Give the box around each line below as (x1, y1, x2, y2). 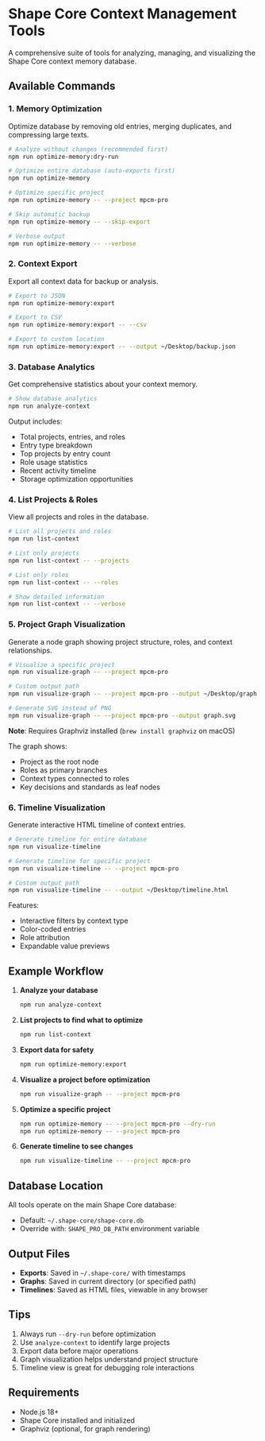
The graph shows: (8, 741, 67, 751)
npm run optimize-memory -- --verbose (8, 239, 136, 247)
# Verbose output (8, 232, 66, 240)
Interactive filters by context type (19, 916, 129, 926)
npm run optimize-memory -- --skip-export (8, 218, 151, 226)
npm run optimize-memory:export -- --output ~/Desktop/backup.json (8, 343, 236, 351)
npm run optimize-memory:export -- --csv (8, 321, 148, 329)
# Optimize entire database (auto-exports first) (8, 167, 176, 175)
